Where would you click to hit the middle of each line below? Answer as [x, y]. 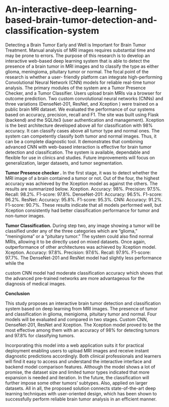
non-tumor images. [25, 215]
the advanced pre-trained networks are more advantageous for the [75, 278]
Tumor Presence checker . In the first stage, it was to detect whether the [81, 172]
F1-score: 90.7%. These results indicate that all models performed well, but [83, 205]
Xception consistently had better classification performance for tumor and [82, 210]
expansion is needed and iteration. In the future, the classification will [77, 377]
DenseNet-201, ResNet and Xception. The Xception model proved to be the [83, 325]
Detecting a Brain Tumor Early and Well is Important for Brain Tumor [76, 44]
